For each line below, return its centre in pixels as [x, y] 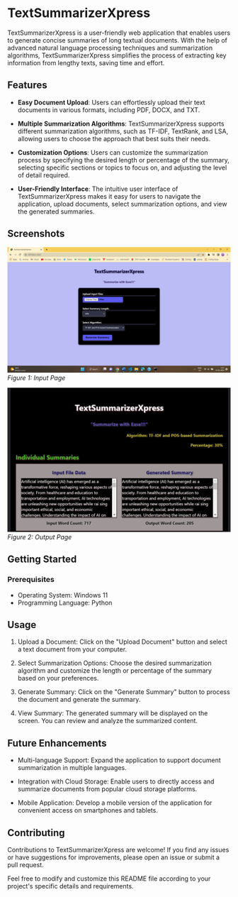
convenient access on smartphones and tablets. [87, 810]
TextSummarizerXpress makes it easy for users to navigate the [109, 196]
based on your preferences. [58, 678]
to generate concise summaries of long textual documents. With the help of [118, 40]
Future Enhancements [57, 743]
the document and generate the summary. [79, 700]
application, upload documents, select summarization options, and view [122, 204]
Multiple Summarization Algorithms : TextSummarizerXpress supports [121, 123]
